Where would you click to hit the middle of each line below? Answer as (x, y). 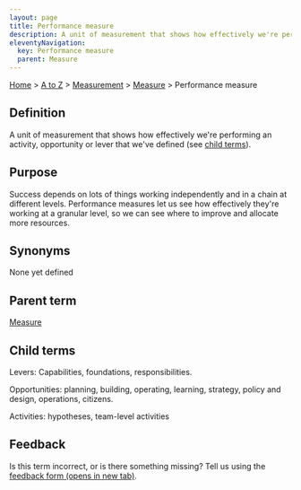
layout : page (34, 17)
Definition (37, 113)
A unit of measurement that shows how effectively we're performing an (141, 135)
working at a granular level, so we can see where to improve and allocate (144, 213)
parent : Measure (47, 59)
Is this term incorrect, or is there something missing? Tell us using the (138, 466)
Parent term (43, 300)
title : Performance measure (62, 26)
